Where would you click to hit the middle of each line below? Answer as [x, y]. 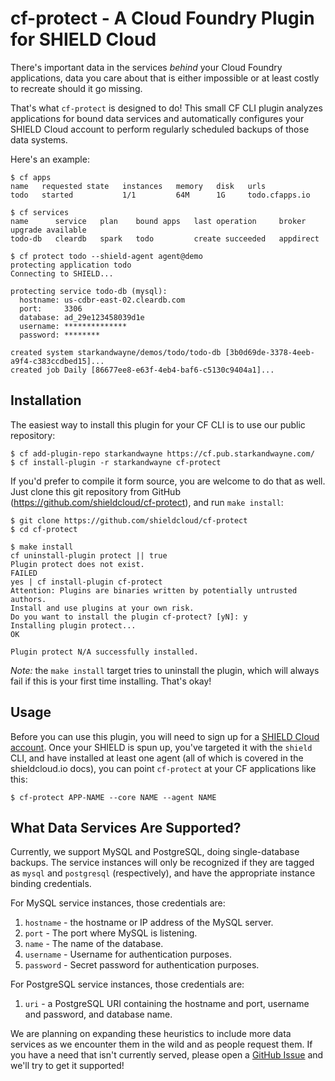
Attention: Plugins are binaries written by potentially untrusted [154, 590]
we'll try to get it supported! [67, 1066]
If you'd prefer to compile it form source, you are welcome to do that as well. [168, 481]
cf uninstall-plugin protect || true [89, 555]
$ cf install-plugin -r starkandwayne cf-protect [116, 462]
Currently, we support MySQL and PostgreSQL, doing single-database [155, 852]
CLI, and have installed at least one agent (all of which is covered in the [157, 758]
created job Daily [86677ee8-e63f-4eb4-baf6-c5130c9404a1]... [142, 370]
